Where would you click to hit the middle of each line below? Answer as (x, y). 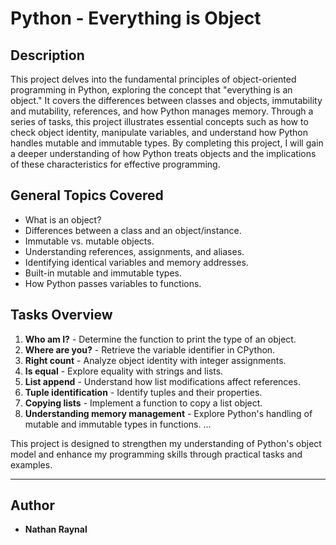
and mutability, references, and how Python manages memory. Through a (162, 111)
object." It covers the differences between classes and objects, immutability (166, 100)
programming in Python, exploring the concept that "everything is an (151, 90)
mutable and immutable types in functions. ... (118, 424)
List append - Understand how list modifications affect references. (162, 381)
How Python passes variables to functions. (113, 283)
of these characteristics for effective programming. (115, 164)
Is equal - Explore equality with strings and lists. (124, 371)
